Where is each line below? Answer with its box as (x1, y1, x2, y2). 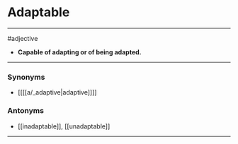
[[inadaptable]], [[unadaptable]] (17, 121, 110, 131)
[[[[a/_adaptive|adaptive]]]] (17, 88, 97, 97)
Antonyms (7, 106, 45, 116)
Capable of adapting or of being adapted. (17, 47, 142, 56)
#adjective (7, 34, 38, 42)
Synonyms (7, 72, 45, 82)
